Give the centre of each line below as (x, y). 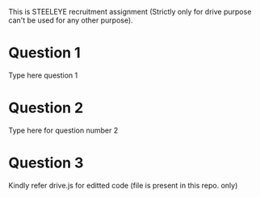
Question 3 (46, 163)
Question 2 (46, 108)
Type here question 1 (43, 75)
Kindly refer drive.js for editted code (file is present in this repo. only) (123, 185)
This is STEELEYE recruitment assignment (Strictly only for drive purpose (130, 12)
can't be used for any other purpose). (71, 20)
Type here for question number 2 (63, 130)
